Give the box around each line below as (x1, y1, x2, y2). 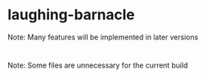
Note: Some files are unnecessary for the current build (7, 60, 188, 70)
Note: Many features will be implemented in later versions (7, 32, 199, 42)
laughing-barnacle (7, 6, 135, 24)
